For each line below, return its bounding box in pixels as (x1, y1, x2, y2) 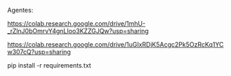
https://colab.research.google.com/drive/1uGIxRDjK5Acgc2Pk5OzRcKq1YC (7, 40, 224, 48)
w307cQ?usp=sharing (7, 48, 72, 56)
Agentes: (7, 6, 34, 14)
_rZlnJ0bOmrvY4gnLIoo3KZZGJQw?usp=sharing (7, 27, 149, 35)
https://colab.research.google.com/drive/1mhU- (7, 20, 146, 27)
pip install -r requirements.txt (7, 61, 91, 69)
